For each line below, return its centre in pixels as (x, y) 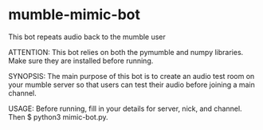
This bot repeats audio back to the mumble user (87, 37)
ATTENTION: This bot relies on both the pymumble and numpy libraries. (126, 52)
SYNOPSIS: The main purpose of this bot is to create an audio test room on (131, 76)
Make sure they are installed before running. (81, 61)
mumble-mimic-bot (75, 15)
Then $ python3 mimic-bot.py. (58, 116)
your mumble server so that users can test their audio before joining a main (131, 85)
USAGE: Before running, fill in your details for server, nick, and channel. (125, 108)
